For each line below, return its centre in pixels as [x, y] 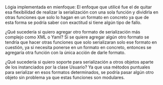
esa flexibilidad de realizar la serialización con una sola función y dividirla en [82, 12]
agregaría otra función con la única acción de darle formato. [65, 52]
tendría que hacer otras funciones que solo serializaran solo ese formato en [81, 42]
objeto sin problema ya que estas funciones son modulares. [65, 77]
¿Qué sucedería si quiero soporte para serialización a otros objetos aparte [79, 62]
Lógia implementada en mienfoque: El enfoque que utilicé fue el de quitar [79, 7]
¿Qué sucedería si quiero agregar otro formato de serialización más [72, 32]
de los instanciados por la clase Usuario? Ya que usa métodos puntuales [78, 67]
